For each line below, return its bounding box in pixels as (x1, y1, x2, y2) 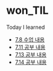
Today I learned (6, 23, 45, 31)
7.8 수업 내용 (14, 35, 45, 43)
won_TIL (6, 4, 49, 17)
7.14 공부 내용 (14, 58, 47, 66)
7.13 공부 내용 (14, 51, 47, 58)
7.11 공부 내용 (14, 43, 46, 51)
